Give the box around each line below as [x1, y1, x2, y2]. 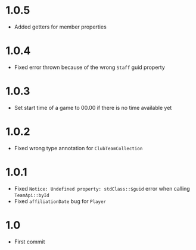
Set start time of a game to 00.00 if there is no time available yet [14, 104, 172, 111]
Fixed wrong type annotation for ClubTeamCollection [14, 144, 143, 151]
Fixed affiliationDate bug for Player [14, 197, 107, 205]
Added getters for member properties [14, 23, 107, 30]
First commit [14, 238, 45, 245]
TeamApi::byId [14, 192, 49, 198]
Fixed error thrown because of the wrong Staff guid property [14, 64, 165, 71]
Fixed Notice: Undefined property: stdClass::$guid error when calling [14, 185, 190, 192]
